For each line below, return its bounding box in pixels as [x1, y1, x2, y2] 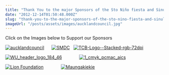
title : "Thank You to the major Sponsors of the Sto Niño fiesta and [5, 7, 154, 12]
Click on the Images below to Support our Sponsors [5, 35, 112, 41]
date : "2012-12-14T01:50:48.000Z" [5, 12, 78, 17]
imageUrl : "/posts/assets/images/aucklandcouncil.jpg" [5, 21, 123, 26]
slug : [5, 16, 17, 21]
